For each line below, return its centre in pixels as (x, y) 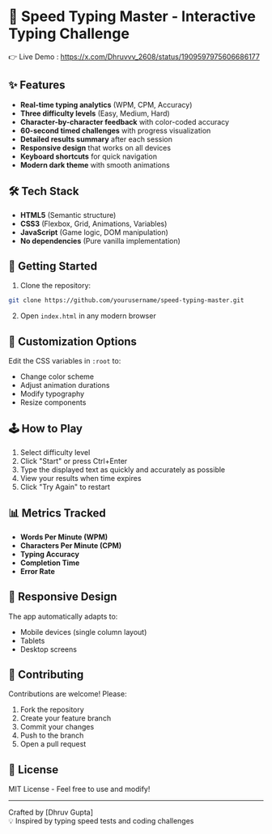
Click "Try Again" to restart (65, 487)
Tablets (32, 640)
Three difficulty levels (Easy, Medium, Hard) (95, 113)
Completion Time (50, 563)
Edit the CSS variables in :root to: (65, 361)
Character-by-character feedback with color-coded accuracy (124, 121)
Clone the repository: (55, 286)
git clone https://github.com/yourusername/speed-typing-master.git (126, 300)
